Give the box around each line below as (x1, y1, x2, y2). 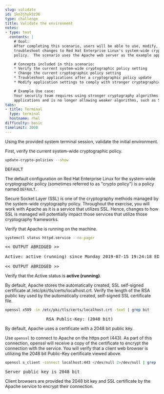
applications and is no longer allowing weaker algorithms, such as (14, 98, 156, 103)
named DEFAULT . (5, 186, 37, 192)
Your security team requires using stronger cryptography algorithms (14, 93, 159, 98)
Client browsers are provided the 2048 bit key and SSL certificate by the (5, 378, 151, 384)
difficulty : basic (5, 121, 42, 125)
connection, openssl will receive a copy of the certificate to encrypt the (5, 340, 149, 346)
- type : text (5, 30, 32, 35)
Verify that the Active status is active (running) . (5, 273, 102, 279)
